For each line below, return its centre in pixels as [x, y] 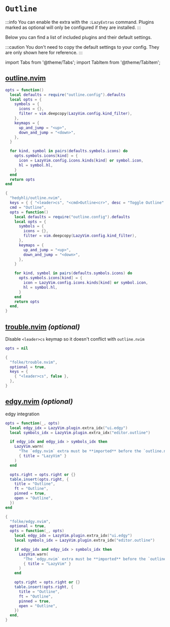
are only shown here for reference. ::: [44, 52]
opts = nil [17, 348]
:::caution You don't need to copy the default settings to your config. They [82, 47]
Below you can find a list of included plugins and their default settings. [78, 37]
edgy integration [22, 414]
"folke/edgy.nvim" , [30, 521]
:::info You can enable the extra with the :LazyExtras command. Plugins [80, 22]
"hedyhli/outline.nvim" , [36, 198]
